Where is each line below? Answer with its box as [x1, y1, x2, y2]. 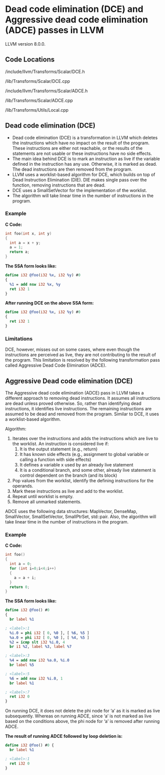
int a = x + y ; [9, 240, 41, 245]
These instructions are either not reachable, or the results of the [12, 145, 143, 151]
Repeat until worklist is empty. [12, 494, 74, 500]
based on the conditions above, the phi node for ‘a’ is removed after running [5, 718, 160, 724]
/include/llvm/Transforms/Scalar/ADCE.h [5, 88, 88, 94]
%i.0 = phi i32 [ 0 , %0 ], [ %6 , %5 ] [9, 630, 90, 636]
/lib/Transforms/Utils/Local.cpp [5, 107, 69, 113]
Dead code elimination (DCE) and [5, 3, 144, 15]
